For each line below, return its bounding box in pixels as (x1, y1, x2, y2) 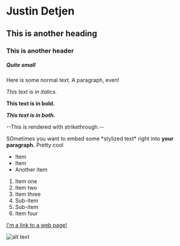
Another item (14, 166, 48, 173)
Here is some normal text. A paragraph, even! (6, 77, 120, 84)
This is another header (6, 47, 74, 55)
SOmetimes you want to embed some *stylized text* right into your (6, 135, 174, 143)
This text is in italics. (6, 88, 57, 95)
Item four (14, 210, 38, 217)
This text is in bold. (6, 100, 56, 107)
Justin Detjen (6, 4, 75, 18)
